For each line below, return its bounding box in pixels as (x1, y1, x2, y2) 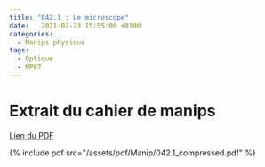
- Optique (17, 54, 53, 63)
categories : (9, 29, 53, 38)
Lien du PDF (9, 130, 54, 140)
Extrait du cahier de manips (9, 101, 216, 121)
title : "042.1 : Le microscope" (9, 12, 129, 22)
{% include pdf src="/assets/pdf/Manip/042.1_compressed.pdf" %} (9, 147, 256, 158)
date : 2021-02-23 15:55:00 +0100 (9, 21, 141, 30)
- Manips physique (17, 37, 86, 47)
